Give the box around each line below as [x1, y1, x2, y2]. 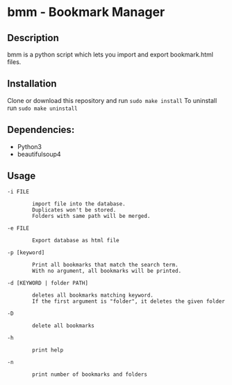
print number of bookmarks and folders [32, 371, 148, 378]
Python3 [17, 142, 42, 150]
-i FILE [7, 189, 30, 196]
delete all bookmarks [32, 322, 95, 329]
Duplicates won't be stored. [32, 207, 117, 214]
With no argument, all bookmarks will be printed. [32, 267, 182, 275]
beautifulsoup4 [17, 150, 61, 158]
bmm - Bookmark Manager [7, 4, 165, 20]
